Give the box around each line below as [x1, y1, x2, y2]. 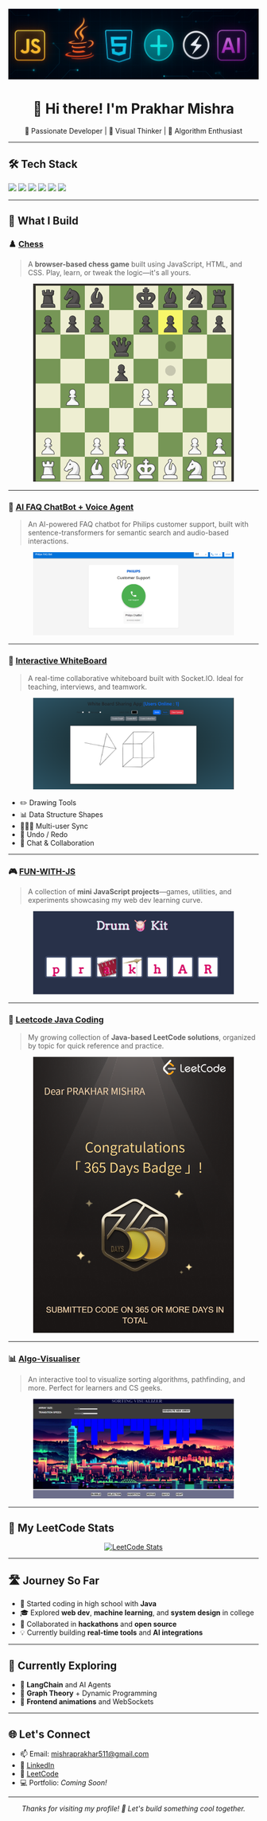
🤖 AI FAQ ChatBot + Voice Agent [8, 501, 134, 512]
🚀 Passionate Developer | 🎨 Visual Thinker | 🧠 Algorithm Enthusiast [24, 126, 243, 135]
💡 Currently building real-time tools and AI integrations [19, 1628, 203, 1637]
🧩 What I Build [8, 214, 79, 228]
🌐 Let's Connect [8, 1727, 91, 1741]
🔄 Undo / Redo [19, 829, 68, 839]
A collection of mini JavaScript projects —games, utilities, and [27, 887, 232, 897]
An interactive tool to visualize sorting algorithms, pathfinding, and [27, 1374, 246, 1384]
